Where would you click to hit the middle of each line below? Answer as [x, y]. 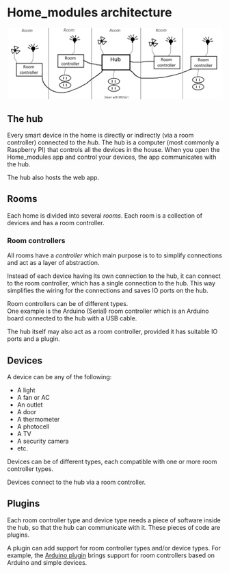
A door [27, 412]
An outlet [30, 405]
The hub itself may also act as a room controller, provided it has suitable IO [112, 332]
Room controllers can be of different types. [68, 304]
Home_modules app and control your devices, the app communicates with [112, 157]
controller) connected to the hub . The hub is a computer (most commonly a [113, 142]
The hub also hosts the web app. [53, 178]
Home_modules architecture [90, 13]
